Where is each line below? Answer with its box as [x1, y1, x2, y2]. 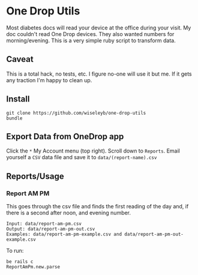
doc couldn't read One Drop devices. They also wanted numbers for [6, 30, 175, 37]
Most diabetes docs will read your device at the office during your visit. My [6, 24, 191, 31]
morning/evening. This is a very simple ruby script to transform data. [6, 37, 176, 44]
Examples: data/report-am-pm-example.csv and [6, 231, 122, 238]
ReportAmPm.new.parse [6, 264, 61, 270]
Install [6, 94, 30, 104]
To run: [6, 247, 24, 255]
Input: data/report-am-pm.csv [6, 221, 82, 227]
